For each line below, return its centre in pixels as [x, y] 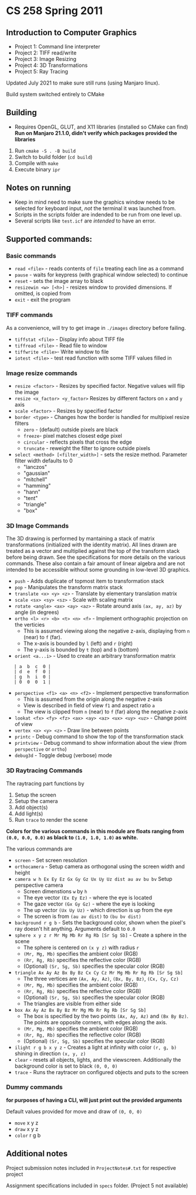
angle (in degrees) [37, 612]
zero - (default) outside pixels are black [71, 429]
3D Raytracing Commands [44, 771]
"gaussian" [37, 473]
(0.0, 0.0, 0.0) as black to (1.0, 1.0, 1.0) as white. [72, 837]
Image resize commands [42, 373]
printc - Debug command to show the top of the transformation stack [99, 737]
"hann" [32, 492]
